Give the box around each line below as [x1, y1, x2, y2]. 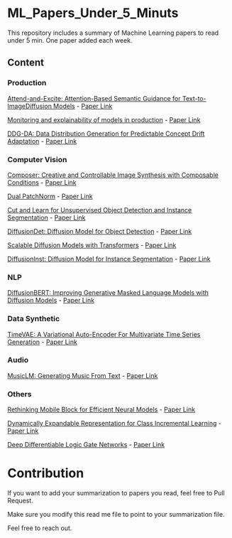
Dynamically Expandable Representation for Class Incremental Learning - [7, 419, 222, 428]
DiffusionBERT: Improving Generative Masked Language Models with [7, 289, 209, 297]
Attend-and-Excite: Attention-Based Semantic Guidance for [7, 94, 181, 102]
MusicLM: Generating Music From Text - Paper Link [7, 371, 158, 380]
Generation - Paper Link [7, 338, 78, 346]
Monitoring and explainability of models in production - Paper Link [7, 115, 201, 124]
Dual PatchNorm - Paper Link [7, 192, 94, 200]
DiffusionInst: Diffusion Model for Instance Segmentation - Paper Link [7, 254, 211, 263]
